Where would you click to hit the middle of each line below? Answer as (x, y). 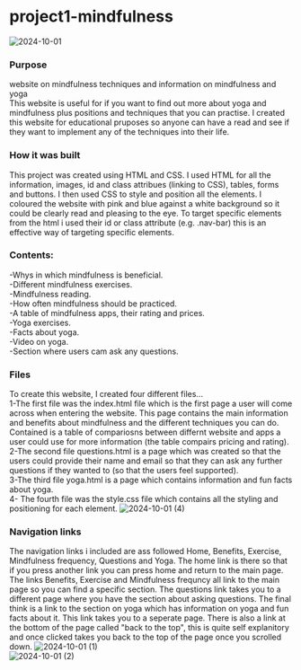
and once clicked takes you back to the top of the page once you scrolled (146, 637)
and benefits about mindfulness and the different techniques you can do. (144, 423)
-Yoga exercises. (40, 322)
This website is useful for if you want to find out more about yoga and (138, 103)
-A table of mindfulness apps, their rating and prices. (107, 313)
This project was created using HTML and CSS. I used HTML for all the (140, 175)
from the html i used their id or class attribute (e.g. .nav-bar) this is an (138, 223)
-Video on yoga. (39, 341)
